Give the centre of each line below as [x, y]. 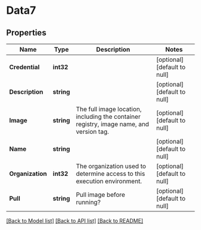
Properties [26, 33]
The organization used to [111, 166]
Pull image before [100, 195]
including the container [108, 117]
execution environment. [109, 181]
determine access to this [110, 174]
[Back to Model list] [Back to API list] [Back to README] [75, 221]
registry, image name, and [112, 124]
